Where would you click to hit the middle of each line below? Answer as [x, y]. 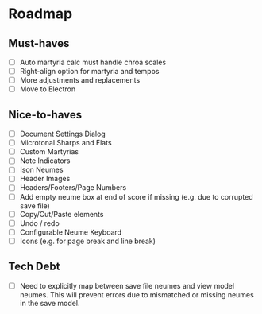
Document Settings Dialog [62, 134]
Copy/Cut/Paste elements [62, 214]
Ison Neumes [41, 170]
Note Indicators [45, 161]
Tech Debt [34, 267]
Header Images [45, 179]
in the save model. [50, 303]
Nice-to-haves [45, 115]
